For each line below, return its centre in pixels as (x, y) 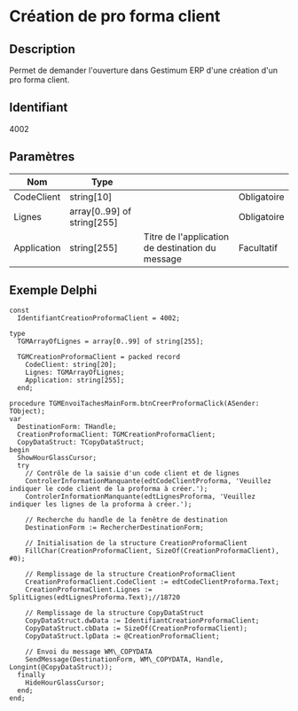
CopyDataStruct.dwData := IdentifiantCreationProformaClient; (142, 621)
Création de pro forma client (115, 16)
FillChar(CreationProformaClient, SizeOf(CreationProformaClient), (152, 551)
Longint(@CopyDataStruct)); (61, 668)
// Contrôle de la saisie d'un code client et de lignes (133, 473)
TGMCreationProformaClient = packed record (98, 357)
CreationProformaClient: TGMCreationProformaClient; (117, 435)
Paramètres (42, 157)
